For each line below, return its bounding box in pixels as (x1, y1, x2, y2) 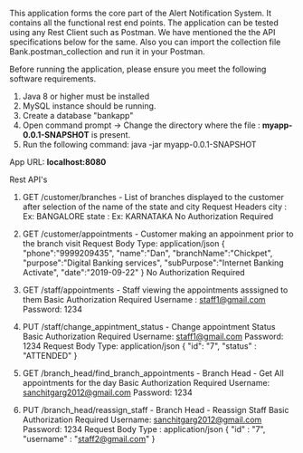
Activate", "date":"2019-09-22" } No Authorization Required (22, 267, 246, 277)
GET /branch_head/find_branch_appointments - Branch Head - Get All (22, 368, 285, 379)
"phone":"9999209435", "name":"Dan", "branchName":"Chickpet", (22, 248, 273, 258)
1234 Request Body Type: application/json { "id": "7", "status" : (22, 341, 257, 352)
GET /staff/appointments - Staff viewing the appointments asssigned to (22, 284, 289, 295)
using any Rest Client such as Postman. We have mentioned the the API (9, 27, 276, 37)
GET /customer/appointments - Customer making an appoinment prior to (22, 228, 294, 239)
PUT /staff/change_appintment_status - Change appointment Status (22, 322, 276, 332)
